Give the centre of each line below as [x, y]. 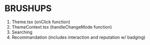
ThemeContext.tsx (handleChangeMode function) [62, 27]
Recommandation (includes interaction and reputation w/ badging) [78, 37]
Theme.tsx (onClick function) [41, 22]
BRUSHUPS [28, 8]
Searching [22, 32]
